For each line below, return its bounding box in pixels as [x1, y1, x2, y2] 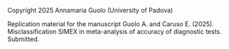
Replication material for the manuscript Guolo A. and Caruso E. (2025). [7, 20, 215, 28]
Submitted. [7, 35, 40, 43]
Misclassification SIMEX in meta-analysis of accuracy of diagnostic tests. [7, 28, 222, 36]
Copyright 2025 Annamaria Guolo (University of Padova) [7, 6, 174, 14]
